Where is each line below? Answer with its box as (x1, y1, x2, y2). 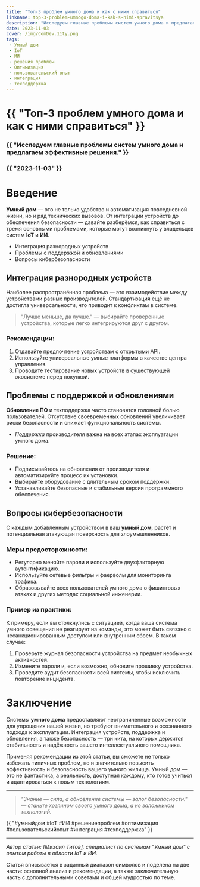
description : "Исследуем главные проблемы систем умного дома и (6, 20, 169, 26)
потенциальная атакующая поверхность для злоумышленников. (6, 530, 171, 538)
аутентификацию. (14, 565, 60, 572)
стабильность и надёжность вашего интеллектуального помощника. (6, 741, 182, 748)
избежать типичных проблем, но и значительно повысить (6, 759, 154, 766)
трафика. (14, 578, 38, 585)
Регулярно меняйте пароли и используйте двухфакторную (14, 559, 165, 566)
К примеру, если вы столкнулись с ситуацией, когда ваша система (6, 619, 177, 626)
